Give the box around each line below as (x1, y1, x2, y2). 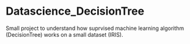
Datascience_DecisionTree (5, 4, 145, 18)
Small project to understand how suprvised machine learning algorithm (5, 24, 185, 32)
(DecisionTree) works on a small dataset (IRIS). (5, 31, 123, 38)
